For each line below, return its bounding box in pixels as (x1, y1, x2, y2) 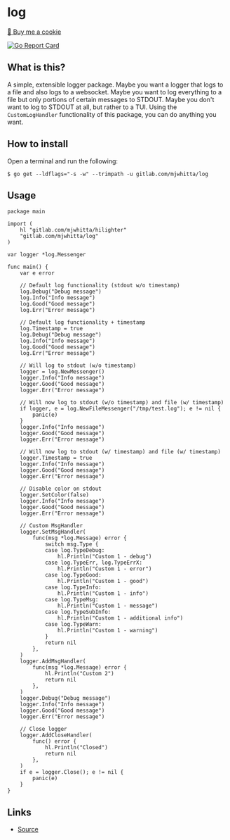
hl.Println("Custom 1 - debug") (57, 553, 152, 560)
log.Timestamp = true (20, 325, 83, 332)
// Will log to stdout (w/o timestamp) (20, 362, 137, 370)
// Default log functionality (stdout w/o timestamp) (20, 282, 180, 289)
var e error (20, 270, 55, 277)
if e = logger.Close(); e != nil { (20, 769, 124, 776)
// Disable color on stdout (20, 485, 102, 493)
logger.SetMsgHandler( (20, 529, 86, 536)
